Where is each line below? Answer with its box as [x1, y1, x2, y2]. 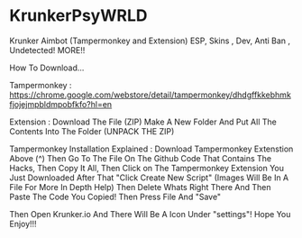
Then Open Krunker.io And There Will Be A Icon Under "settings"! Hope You [9, 208, 291, 219]
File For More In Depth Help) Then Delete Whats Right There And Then [9, 181, 271, 192]
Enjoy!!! [9, 218, 38, 229]
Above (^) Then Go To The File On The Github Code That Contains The [9, 152, 272, 163]
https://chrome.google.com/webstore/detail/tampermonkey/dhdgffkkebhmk [9, 89, 291, 100]
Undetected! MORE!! [9, 44, 86, 55]
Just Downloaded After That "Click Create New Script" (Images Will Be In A [9, 172, 289, 183]
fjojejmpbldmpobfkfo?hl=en [9, 98, 113, 109]
